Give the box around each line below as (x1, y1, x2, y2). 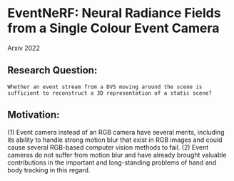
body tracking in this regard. (7, 165, 91, 174)
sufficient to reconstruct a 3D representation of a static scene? (7, 89, 213, 97)
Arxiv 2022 (7, 43, 41, 52)
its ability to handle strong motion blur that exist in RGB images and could (7, 135, 223, 144)
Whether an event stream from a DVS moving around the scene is (7, 83, 203, 90)
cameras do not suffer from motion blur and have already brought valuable (7, 150, 227, 159)
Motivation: (7, 109, 60, 121)
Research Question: (7, 64, 98, 76)
